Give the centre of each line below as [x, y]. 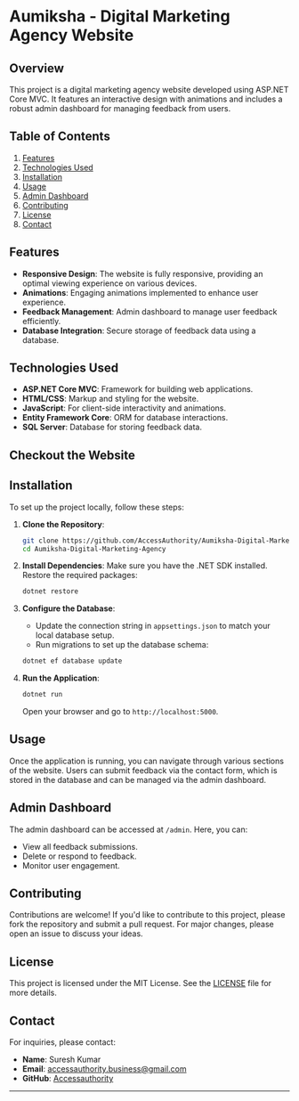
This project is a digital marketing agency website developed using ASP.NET [149, 90]
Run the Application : [61, 678]
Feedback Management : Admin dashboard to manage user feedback [149, 311]
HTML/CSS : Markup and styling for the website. [110, 399]
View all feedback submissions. [80, 846]
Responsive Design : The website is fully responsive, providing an [142, 273]
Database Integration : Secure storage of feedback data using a [139, 330]
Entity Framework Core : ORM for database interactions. [125, 418]
